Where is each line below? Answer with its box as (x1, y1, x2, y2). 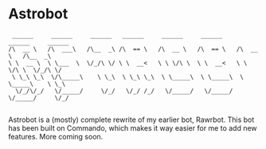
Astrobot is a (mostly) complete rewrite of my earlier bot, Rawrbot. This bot (8, 115, 255, 124)
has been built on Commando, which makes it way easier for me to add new (8, 123, 257, 132)
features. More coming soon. (8, 131, 104, 141)
